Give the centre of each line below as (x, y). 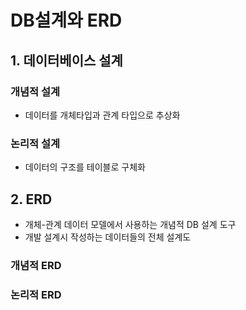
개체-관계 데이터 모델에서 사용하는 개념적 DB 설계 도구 (130, 224)
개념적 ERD (36, 265)
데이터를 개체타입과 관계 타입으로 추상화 (102, 115)
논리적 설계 (35, 143)
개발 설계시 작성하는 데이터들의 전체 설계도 (108, 237)
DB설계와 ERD (66, 20)
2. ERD (31, 199)
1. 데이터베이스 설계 (66, 60)
